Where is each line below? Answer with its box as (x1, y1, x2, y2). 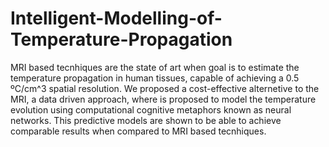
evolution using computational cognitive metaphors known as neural (10, 103, 292, 116)
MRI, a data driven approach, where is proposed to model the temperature (10, 93, 317, 105)
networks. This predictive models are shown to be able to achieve (10, 114, 282, 126)
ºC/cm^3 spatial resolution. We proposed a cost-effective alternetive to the (10, 82, 320, 94)
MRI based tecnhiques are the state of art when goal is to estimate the (10, 61, 300, 73)
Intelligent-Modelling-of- (10, 7, 223, 30)
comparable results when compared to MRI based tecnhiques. (10, 125, 267, 137)
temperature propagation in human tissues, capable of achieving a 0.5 (10, 72, 300, 84)
